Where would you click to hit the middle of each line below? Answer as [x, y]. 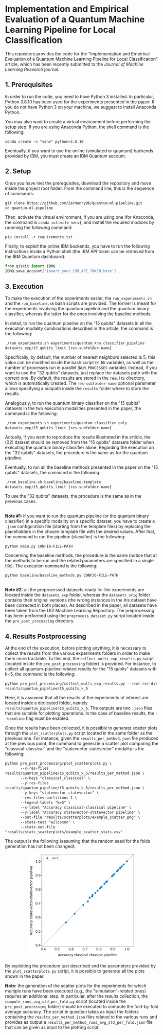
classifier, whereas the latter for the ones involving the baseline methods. [78, 314]
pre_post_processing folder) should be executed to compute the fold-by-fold [82, 1007]
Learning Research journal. [32, 69]
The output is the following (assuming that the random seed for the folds [78, 841]
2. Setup [18, 172]
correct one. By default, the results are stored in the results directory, [75, 378]
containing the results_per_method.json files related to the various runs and [81, 1017]
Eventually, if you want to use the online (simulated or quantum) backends [79, 151]
